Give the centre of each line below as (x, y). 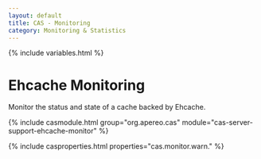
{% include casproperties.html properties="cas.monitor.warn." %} (116, 146)
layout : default (35, 16)
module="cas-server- (217, 122)
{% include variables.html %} (56, 53)
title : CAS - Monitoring (49, 23)
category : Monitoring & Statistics (67, 30)
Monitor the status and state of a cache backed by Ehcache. (107, 107)
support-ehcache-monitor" (53, 131)
